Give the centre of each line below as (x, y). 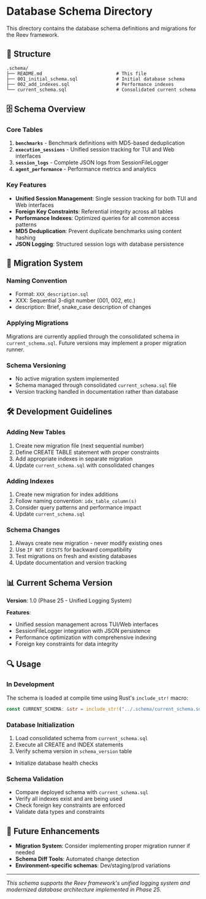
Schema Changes (33, 530)
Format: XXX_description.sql (52, 294)
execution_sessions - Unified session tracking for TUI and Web (95, 150)
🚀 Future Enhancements (53, 831)
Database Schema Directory (80, 11)
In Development (30, 684)
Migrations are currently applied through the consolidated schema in (93, 336)
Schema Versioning (36, 365)
